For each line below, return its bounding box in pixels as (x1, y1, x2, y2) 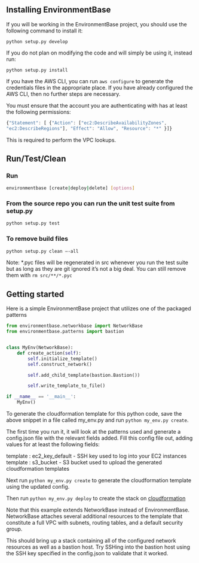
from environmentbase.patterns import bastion (6, 329, 124, 335)
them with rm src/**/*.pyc (6, 272, 73, 279)
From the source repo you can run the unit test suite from (6, 199, 175, 208)
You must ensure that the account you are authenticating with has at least (6, 102, 188, 109)
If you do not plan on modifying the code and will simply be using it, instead (6, 49, 192, 56)
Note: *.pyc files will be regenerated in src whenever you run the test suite (6, 259, 188, 266)
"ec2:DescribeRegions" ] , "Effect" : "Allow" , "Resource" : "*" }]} (6, 125, 173, 131)
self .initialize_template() (27, 356, 97, 362)
